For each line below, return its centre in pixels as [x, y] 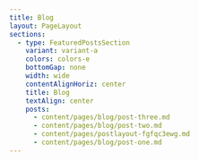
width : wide [48, 76]
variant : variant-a [62, 51]
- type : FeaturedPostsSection [74, 42]
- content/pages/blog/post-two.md [98, 126]
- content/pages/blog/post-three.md [101, 117]
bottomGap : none [56, 68]
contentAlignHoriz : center [76, 84]
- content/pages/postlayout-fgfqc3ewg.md [112, 134]
